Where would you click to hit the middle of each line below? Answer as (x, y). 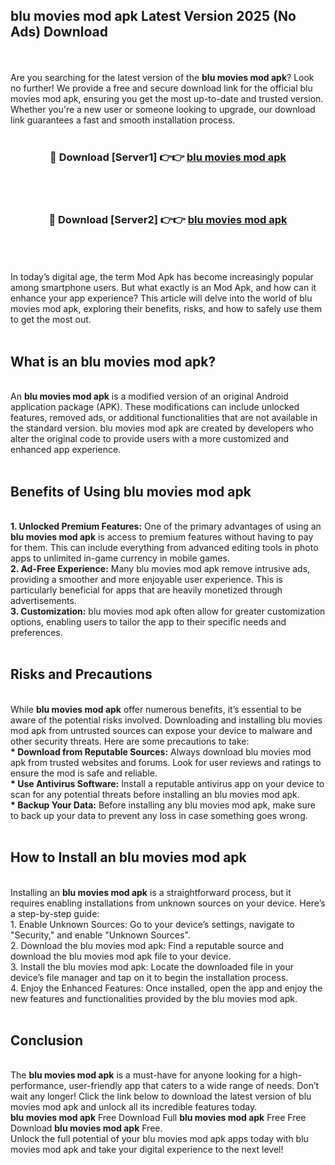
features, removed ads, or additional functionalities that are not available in (164, 418)
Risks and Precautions (81, 674)
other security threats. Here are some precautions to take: (130, 741)
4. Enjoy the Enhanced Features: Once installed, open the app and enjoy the (166, 988)
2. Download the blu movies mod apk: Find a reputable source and (147, 945)
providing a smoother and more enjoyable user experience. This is (146, 580)
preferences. (36, 633)
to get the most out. (51, 320)
